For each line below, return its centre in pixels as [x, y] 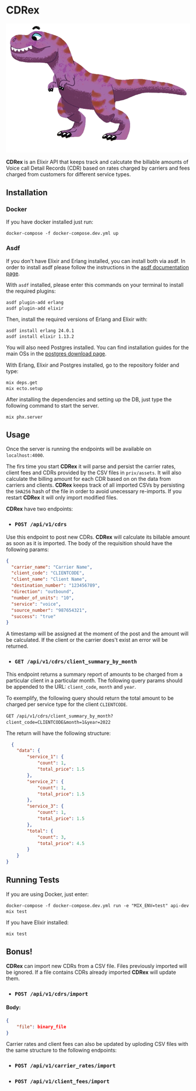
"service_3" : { [45, 806]
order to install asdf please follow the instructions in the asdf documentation [98, 267]
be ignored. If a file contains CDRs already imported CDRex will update [91, 972]
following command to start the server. [52, 405]
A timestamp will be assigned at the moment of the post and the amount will [97, 634]
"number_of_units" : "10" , [43, 598]
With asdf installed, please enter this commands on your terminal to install [95, 285]
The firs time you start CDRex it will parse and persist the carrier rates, [91, 467]
